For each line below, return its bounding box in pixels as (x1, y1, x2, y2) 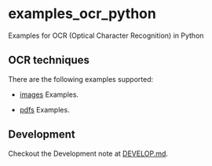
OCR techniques (8, 53, 90, 67)
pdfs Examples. (19, 105, 70, 114)
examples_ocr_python (8, 5, 157, 23)
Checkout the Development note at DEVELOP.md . (8, 149, 169, 158)
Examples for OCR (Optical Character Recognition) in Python (8, 31, 204, 40)
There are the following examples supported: (8, 74, 154, 83)
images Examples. (19, 90, 79, 99)
